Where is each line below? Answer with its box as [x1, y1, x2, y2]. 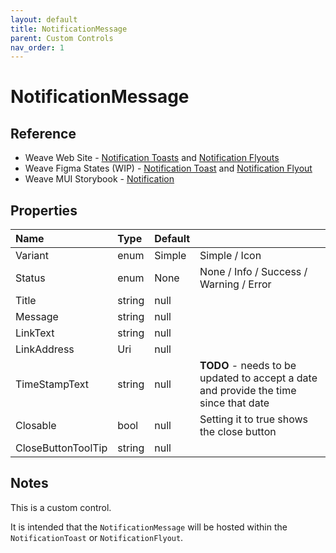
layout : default [10, 14, 78, 25]
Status [15, 271, 46, 285]
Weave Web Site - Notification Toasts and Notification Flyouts [24, 152, 280, 164]
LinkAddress [15, 342, 75, 356]
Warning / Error [199, 277, 272, 291]
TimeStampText [15, 377, 89, 391]
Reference [10, 125, 77, 142]
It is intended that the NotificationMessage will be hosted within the [10, 521, 288, 533]
